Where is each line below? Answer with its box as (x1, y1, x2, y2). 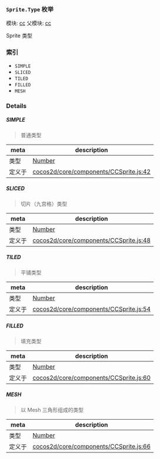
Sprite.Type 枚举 (6, 5, 54, 13)
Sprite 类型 (6, 32, 32, 39)
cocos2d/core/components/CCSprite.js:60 (32, 374, 151, 382)
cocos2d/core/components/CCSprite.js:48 (32, 236, 151, 244)
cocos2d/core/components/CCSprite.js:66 (32, 443, 151, 451)
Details (6, 102, 27, 110)
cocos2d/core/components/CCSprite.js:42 (32, 167, 151, 176)
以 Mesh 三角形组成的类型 (20, 407, 84, 414)
